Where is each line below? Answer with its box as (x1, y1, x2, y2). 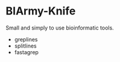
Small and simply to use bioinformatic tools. (5, 24, 114, 31)
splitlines (14, 42, 37, 49)
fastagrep (14, 48, 39, 55)
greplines (14, 36, 38, 43)
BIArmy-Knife (5, 4, 76, 18)
